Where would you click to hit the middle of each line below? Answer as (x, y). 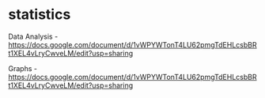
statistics (40, 15)
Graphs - (23, 68)
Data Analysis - (33, 36)
